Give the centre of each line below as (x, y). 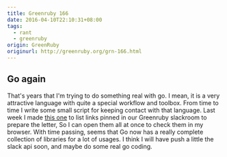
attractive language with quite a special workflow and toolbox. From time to (113, 102)
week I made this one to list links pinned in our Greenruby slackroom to (107, 117)
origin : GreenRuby (33, 45)
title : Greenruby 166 (38, 13)
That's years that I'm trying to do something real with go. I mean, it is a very (113, 96)
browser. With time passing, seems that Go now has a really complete (105, 132)
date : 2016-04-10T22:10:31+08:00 (55, 20)
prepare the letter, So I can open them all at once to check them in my (105, 124)
